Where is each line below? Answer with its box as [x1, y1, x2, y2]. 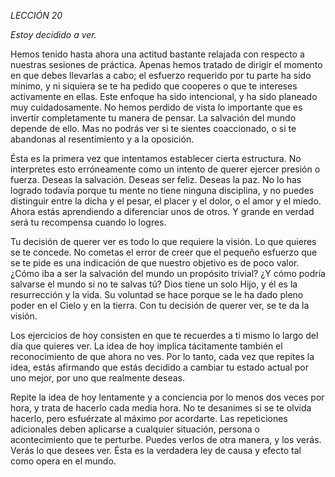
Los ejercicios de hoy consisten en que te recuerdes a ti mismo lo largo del [10, 330, 319, 341]
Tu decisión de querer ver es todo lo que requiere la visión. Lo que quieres [10, 236, 317, 247]
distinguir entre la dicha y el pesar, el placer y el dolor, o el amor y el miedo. [10, 195, 322, 207]
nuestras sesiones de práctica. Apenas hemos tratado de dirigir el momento [10, 59, 323, 70]
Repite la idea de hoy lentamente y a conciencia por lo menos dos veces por [10, 391, 325, 403]
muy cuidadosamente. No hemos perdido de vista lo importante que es [10, 101, 303, 113]
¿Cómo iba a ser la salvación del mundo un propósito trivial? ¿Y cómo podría [10, 268, 326, 279]
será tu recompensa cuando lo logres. [10, 216, 167, 228]
